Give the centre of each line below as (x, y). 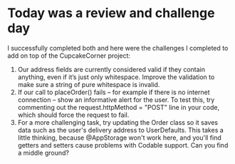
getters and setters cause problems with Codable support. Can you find (123, 145)
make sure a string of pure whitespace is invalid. (89, 84)
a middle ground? (43, 153)
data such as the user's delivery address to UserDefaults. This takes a (121, 130)
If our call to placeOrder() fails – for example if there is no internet (114, 92)
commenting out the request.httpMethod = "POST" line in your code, (119, 107)
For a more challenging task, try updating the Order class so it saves (118, 122)
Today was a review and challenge (111, 13)
